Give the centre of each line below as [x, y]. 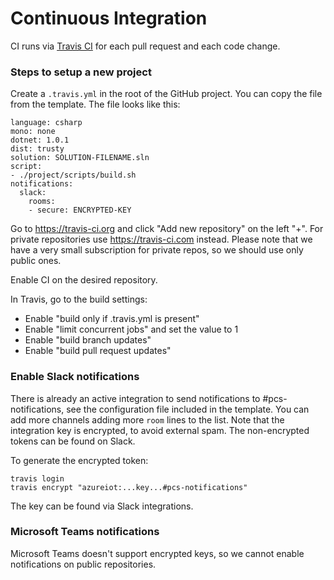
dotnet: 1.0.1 [40, 140]
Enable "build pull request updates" [98, 351]
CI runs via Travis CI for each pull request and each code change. [145, 46]
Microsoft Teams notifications [85, 532]
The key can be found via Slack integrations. [102, 506]
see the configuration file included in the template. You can [188, 409]
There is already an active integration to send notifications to [135, 398]
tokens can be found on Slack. [73, 441]
